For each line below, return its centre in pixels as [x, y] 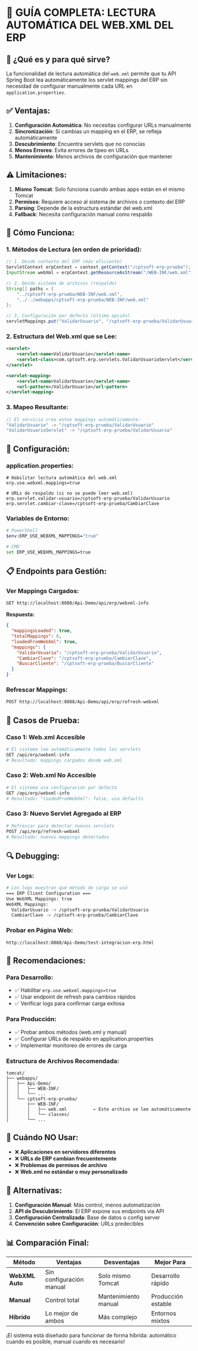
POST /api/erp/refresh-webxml [43, 831]
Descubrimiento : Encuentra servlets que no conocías [80, 144]
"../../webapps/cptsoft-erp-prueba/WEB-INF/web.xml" [83, 300]
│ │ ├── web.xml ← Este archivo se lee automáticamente [99, 1109]
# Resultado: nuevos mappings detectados [58, 837]
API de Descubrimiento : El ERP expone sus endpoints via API [89, 1211]
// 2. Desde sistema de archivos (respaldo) [62, 283]
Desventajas [122, 1263]
